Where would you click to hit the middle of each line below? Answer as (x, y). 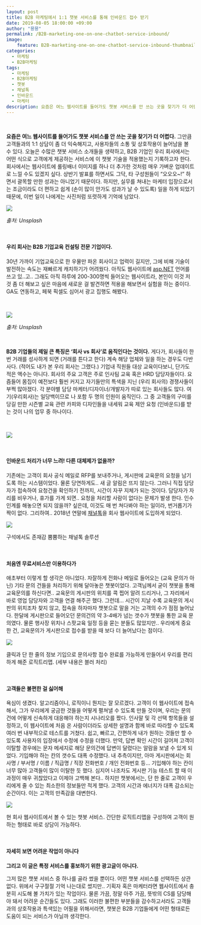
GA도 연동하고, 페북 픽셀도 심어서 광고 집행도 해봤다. (67, 291)
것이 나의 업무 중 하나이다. (43, 411)
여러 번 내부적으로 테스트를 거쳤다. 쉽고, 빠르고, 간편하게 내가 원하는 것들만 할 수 (99, 733)
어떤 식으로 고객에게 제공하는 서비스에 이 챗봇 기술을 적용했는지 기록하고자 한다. (99, 159)
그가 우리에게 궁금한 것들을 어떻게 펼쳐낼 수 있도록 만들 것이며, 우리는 (99, 711)
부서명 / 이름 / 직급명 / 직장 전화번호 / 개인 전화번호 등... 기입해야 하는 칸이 (107, 763)
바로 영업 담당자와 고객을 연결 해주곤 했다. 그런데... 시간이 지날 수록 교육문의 (95, 601)
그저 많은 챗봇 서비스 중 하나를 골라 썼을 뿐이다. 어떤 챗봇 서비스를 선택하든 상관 (99, 878)
